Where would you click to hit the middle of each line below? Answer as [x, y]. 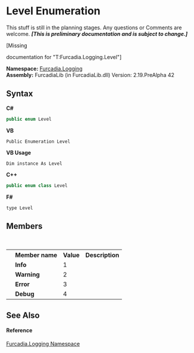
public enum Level [29, 119]
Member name [36, 255]
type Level [20, 208]
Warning [27, 275]
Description [102, 255]
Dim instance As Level [34, 163]
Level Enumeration [54, 11]
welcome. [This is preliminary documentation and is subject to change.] [97, 33]
